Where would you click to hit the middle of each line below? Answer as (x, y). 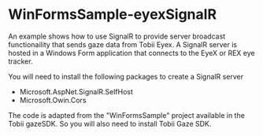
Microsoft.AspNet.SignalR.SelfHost (76, 91)
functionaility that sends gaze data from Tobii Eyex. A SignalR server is (123, 44)
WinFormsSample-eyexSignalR (113, 15)
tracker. (20, 61)
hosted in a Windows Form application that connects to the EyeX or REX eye (131, 53)
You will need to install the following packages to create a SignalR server (126, 76)
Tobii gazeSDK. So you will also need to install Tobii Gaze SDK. (110, 123)
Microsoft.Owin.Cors (53, 100)
